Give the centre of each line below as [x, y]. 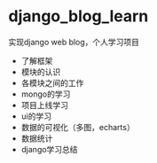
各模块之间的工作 [52, 82]
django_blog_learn [78, 16]
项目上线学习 [44, 105]
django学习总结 [49, 149]
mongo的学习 [46, 94]
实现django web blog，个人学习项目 [74, 42]
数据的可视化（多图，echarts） [78, 127]
